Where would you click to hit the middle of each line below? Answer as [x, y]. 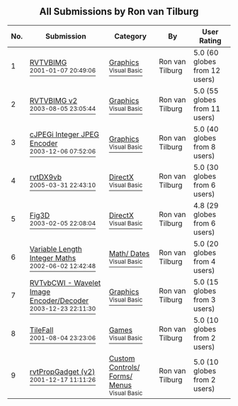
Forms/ [121, 376]
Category [131, 36]
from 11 [207, 108]
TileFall [41, 330]
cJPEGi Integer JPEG [64, 134]
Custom [122, 358]
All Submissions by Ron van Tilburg [119, 12]
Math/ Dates [129, 253]
